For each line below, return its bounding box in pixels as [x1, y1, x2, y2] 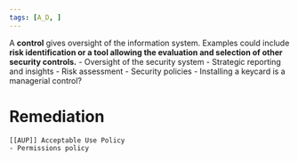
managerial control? [9, 75, 83, 85]
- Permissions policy [9, 143, 90, 152]
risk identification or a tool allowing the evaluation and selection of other [9, 46, 283, 58]
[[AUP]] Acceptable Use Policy [9, 135, 125, 145]
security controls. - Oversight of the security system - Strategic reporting [9, 56, 282, 67]
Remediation [9, 106, 105, 126]
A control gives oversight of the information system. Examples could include [9, 37, 290, 48]
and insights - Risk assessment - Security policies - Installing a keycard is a [9, 66, 286, 76]
